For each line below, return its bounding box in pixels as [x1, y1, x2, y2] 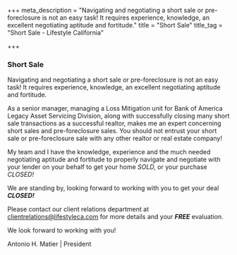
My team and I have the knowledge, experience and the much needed [7, 148, 211, 156]
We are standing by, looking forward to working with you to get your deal [7, 184, 219, 192]
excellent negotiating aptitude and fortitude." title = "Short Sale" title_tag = [7, 21, 224, 29]
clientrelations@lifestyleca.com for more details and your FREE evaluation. [7, 213, 224, 221]
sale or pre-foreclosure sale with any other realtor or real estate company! [7, 134, 223, 143]
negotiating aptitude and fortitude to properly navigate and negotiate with [7, 155, 221, 164]
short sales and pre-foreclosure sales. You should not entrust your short [7, 127, 217, 135]
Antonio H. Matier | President [7, 240, 92, 249]
